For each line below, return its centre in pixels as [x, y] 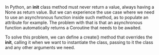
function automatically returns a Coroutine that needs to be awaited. [73, 28]
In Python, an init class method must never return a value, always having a [80, 7]
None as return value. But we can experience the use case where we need [80, 12]
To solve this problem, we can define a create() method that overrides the [79, 37]
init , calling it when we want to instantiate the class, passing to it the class [79, 42]
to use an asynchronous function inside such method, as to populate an [77, 17]
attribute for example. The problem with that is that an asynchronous [74, 22]
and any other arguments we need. [40, 47]
